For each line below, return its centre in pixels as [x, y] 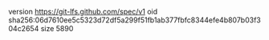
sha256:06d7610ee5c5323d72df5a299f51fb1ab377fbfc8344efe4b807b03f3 [134, 20]
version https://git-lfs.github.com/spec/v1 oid [83, 12]
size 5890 [57, 28]
